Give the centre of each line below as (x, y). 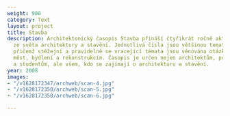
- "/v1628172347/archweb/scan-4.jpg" (61, 83)
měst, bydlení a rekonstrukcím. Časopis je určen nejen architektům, (114, 58)
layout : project (30, 26)
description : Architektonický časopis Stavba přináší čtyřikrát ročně (110, 39)
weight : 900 (24, 13)
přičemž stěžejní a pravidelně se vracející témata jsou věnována (110, 52)
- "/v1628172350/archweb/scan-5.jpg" (61, 89)
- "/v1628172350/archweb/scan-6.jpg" (61, 96)
